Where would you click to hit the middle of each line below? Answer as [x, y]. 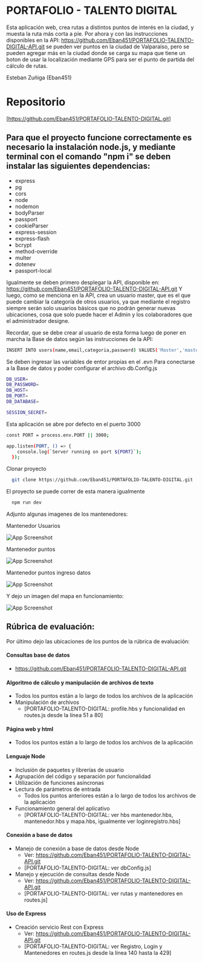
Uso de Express [26, 914]
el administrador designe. [38, 320]
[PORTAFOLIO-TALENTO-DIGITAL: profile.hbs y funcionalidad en [105, 709]
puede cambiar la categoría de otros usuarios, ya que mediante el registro [98, 301]
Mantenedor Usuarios [33, 526]
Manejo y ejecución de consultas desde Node [72, 874]
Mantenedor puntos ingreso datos [49, 573]
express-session [36, 232]
